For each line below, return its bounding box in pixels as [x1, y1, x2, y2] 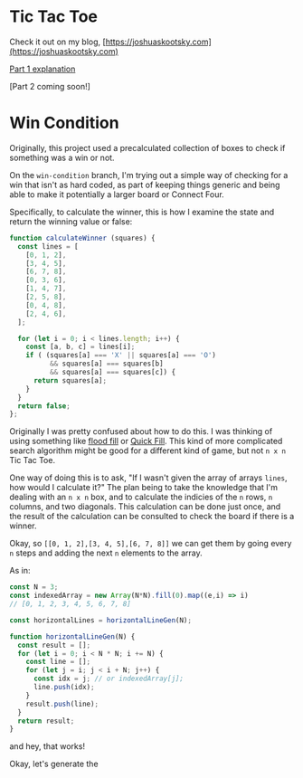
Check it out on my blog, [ [9, 36, 106, 47]
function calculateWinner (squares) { [9, 233, 156, 242]
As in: [9, 565, 31, 576]
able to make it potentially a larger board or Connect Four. [9, 188, 224, 200]
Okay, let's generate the [9, 758, 99, 770]
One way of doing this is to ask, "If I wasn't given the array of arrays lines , [9, 472, 288, 483]
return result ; [17, 716, 75, 726]
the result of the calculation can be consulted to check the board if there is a [9, 511, 295, 522]
